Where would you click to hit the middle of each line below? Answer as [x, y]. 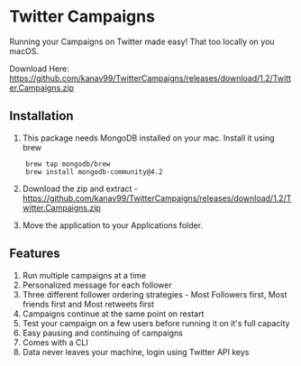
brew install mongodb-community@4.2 [95, 172]
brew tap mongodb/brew [68, 164]
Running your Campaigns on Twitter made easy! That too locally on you [142, 41]
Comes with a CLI [55, 342]
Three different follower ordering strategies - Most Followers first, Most [155, 294]
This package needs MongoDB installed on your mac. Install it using [148, 138]
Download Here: [40, 69]
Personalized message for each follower [97, 285]
